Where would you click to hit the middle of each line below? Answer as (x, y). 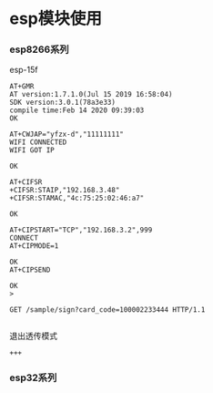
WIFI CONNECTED (38, 142)
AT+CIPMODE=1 (34, 246)
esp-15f (24, 70)
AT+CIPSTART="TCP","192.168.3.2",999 (81, 230)
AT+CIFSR (26, 182)
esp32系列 (33, 377)
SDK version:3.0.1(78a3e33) (63, 103)
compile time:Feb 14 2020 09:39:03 (77, 110)
